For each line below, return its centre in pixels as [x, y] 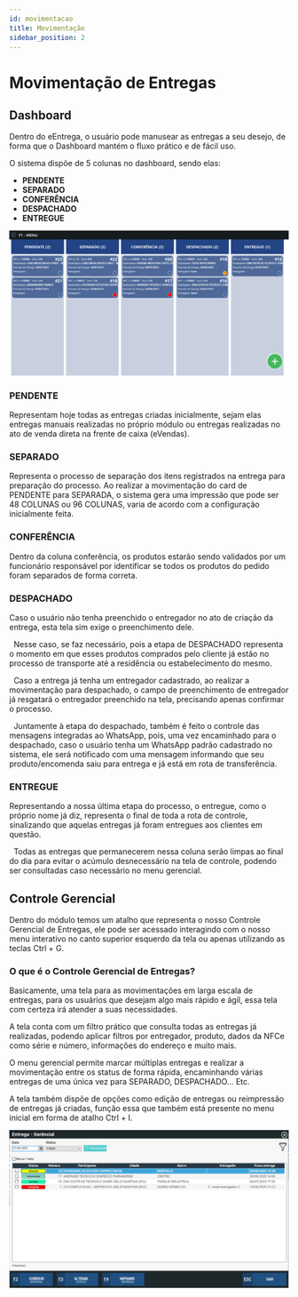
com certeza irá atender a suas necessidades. [94, 1010]
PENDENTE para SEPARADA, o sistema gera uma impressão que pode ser [144, 495]
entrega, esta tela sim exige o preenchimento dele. [102, 627]
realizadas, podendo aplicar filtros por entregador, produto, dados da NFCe [147, 1037]
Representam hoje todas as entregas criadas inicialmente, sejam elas [135, 415]
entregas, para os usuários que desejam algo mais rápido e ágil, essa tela [143, 1000]
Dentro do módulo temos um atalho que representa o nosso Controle [135, 920]
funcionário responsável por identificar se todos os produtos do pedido [139, 565]
